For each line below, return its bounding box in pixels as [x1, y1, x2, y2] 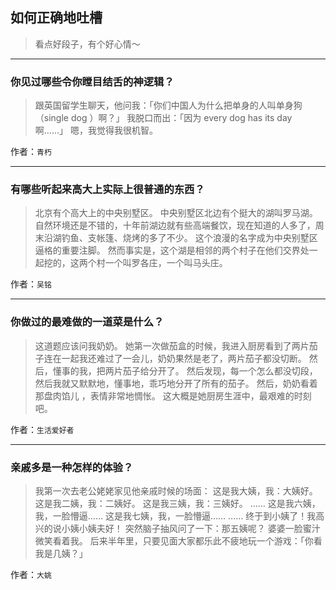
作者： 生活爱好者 [10, 423, 75, 435]
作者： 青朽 [10, 146, 52, 158]
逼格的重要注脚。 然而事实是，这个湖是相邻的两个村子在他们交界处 [34, 244, 310, 257]
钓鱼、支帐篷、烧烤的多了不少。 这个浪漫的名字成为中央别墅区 [61, 232, 318, 244]
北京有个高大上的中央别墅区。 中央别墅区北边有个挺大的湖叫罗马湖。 [34, 207, 318, 219]
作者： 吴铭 [10, 278, 52, 290]
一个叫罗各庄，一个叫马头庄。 [104, 257, 228, 269]
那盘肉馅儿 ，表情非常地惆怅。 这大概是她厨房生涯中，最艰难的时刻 [34, 389, 312, 402]
